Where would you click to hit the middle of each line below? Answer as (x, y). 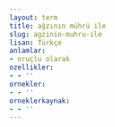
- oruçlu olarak (40, 59)
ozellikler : (31, 68)
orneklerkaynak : (40, 101)
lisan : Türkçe (36, 42)
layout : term (34, 17)
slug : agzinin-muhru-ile (56, 34)
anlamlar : (28, 51)
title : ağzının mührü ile (57, 26)
